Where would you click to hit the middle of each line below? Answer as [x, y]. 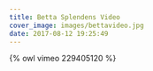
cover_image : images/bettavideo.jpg [76, 25]
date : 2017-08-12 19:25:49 [59, 33]
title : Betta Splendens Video [65, 17]
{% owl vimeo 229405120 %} [63, 59]
